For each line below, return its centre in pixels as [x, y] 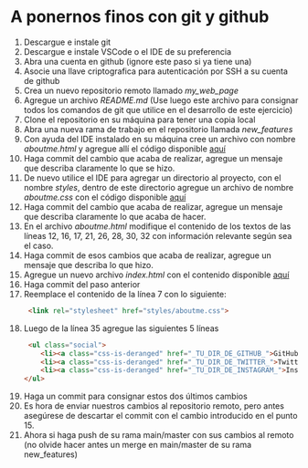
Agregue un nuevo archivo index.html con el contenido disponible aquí [156, 275]
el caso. [38, 245]
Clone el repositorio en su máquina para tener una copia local [139, 120]
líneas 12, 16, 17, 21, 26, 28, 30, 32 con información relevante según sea [158, 235]
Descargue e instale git [67, 42]
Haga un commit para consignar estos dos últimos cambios [135, 396]
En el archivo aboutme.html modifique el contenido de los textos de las [157, 226]
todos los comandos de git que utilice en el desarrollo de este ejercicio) [158, 109]
